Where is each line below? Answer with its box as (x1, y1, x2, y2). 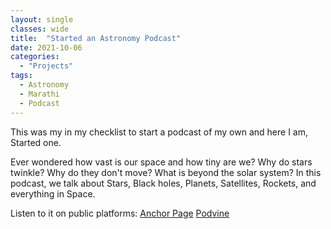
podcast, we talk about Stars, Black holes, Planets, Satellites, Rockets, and (10, 177, 317, 189)
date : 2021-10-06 (10, 42, 83, 53)
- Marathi (19, 89, 60, 99)
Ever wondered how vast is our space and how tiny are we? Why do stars (10, 156, 313, 168)
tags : (10, 71, 33, 81)
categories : (10, 52, 60, 62)
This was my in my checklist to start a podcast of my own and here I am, (10, 126, 308, 138)
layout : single (10, 14, 74, 25)
